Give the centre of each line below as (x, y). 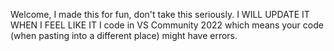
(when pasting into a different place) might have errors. (124, 35)
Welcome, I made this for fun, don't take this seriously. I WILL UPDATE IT (160, 14)
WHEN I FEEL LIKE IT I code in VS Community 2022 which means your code (167, 25)
